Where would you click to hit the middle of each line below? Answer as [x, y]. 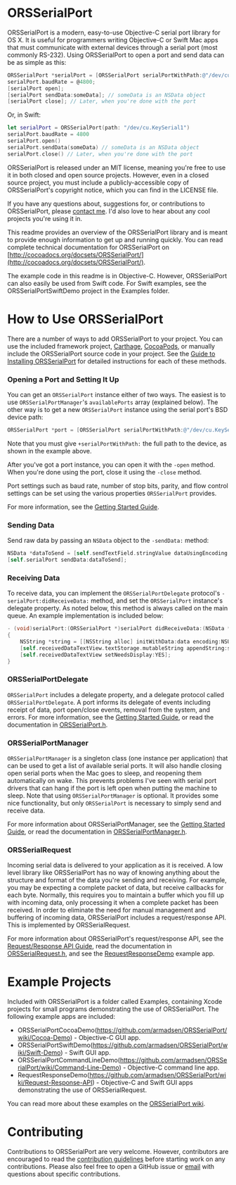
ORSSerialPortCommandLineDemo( [69, 1060]
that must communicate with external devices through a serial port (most [112, 47]
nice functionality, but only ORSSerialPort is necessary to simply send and [114, 803]
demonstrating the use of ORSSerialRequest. [82, 1090]
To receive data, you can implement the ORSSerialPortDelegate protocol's [114, 594]
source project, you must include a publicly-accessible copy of [98, 182]
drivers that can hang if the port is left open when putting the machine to [112, 788]
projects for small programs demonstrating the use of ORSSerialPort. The [113, 1009]
